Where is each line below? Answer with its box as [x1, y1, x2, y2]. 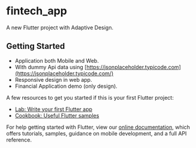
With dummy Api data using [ [14, 63, 87, 70]
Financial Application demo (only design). [14, 82, 118, 90]
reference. [6, 136, 32, 143]
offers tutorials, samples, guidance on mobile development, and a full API [6, 129, 187, 137]
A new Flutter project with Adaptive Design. [6, 24, 114, 31]
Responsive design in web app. [14, 76, 92, 83]
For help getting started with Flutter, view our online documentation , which [6, 124, 191, 131]
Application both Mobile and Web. [14, 57, 99, 64]
